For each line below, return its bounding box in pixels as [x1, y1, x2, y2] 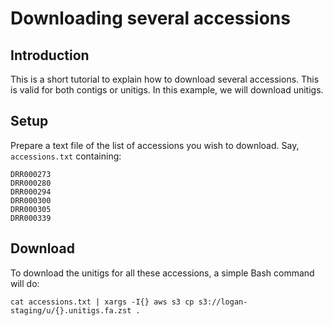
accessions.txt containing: [10, 150, 122, 162]
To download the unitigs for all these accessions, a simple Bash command [10, 267, 315, 279]
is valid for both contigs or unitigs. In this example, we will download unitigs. [10, 84, 324, 96]
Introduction [10, 47, 90, 64]
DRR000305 [10, 204, 52, 214]
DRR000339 [10, 213, 52, 223]
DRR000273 [10, 169, 52, 179]
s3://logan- [198, 297, 248, 307]
